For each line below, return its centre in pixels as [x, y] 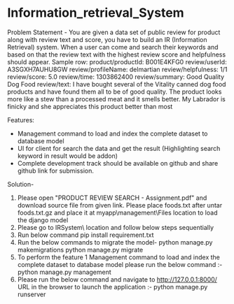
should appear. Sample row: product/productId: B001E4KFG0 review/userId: [117, 61]
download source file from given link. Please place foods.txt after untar [120, 205]
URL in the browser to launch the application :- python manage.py [112, 287]
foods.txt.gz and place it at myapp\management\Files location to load [117, 212]
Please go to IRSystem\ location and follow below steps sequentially [116, 227]
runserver [32, 294]
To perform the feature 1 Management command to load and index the [119, 257]
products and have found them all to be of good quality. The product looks [115, 92]
